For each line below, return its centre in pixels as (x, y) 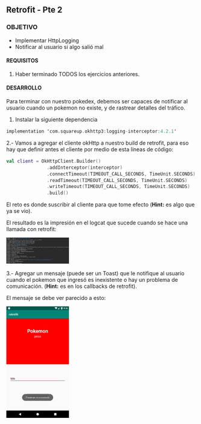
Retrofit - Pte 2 (34, 10)
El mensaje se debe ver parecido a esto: (56, 298)
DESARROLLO (24, 88)
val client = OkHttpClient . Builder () (54, 161)
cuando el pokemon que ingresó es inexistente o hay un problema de (92, 279)
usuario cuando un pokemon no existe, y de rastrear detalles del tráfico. (96, 108)
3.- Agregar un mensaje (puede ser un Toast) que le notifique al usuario (95, 273)
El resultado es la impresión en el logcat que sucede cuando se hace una (97, 223)
